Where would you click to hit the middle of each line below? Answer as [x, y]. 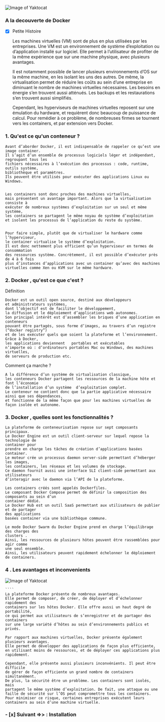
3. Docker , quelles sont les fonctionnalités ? [59, 417]
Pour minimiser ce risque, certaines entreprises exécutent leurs [75, 698]
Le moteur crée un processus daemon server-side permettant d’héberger [80, 458]
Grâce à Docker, [22, 339]
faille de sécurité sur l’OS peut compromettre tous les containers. [78, 694]
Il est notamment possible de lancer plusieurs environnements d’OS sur [85, 72]
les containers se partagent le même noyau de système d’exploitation [79, 216]
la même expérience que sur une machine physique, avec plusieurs [81, 57]
